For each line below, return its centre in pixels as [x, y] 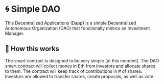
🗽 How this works [32, 49]
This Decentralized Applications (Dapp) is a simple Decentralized [70, 23]
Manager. [15, 33]
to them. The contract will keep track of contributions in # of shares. [74, 71]
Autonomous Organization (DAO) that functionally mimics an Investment [78, 28]
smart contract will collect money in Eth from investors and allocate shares [80, 66]
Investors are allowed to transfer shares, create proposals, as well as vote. [80, 76]
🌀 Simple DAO [33, 9]
